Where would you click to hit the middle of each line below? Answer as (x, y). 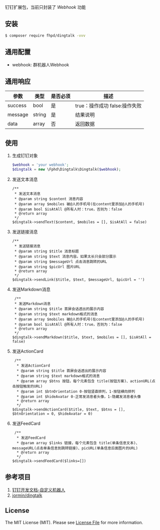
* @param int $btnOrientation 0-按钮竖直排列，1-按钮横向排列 (76, 392)
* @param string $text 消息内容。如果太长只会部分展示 (65, 256)
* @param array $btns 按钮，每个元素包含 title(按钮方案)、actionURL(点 (86, 381)
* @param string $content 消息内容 (49, 199)
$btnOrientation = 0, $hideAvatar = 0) (52, 413)
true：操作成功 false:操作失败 (108, 106)
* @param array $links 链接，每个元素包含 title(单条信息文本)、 (78, 443)
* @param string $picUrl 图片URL (48, 267)
